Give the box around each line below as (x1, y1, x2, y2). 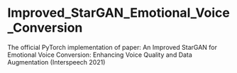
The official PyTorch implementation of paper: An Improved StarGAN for (7, 43, 218, 51)
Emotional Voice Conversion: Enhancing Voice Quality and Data (7, 51, 193, 59)
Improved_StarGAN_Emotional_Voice (7, 5, 231, 21)
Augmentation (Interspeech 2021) (7, 58, 106, 66)
